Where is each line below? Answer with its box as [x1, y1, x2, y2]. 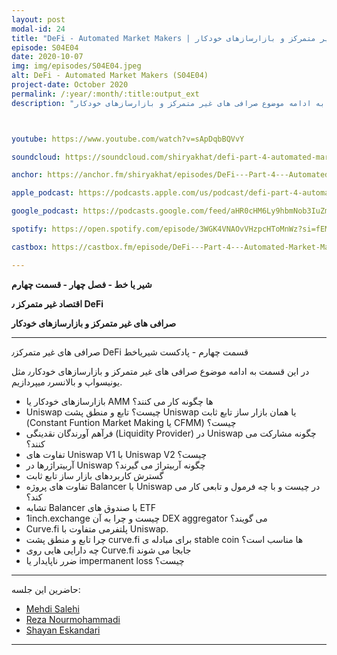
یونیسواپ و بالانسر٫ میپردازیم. [11, 376, 123, 388]
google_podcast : [11, 206, 79, 216]
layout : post [11, 14, 66, 25]
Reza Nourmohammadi [25, 613, 121, 625]
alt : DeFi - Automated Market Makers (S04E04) [11, 71, 209, 81]
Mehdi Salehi [25, 602, 80, 615]
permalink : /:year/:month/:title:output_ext [11, 89, 200, 99]
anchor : [11, 170, 44, 180]
